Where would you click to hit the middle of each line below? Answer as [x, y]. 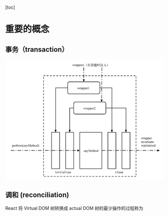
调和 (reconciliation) [37, 195]
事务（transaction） [37, 49]
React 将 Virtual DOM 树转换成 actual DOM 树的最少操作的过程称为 [74, 208]
